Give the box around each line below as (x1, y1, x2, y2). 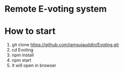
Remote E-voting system (4, 3, 107, 15)
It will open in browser (11, 62, 57, 69)
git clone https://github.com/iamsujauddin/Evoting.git (11, 42, 119, 48)
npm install (11, 52, 34, 58)
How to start (4, 26, 56, 37)
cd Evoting (11, 47, 34, 53)
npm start (11, 57, 31, 63)
